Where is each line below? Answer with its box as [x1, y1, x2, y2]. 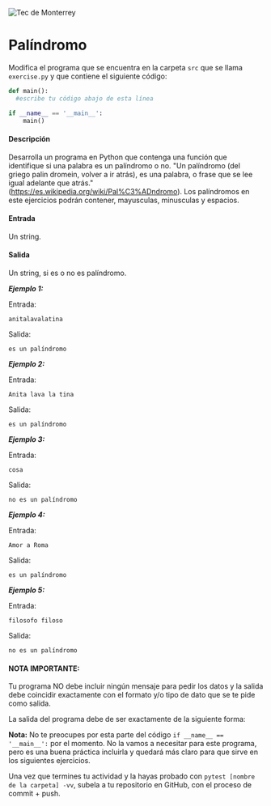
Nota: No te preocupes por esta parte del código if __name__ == [8, 730, 224, 740]
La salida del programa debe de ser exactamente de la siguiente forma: [8, 715, 246, 724]
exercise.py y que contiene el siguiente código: [8, 71, 167, 81]
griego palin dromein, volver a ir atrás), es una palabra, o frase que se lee [8, 169, 253, 179]
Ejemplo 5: [8, 585, 45, 595]
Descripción [8, 134, 51, 144]
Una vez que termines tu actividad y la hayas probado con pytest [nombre [8, 771, 256, 781]
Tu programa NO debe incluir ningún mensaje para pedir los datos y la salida [8, 681, 264, 691]
